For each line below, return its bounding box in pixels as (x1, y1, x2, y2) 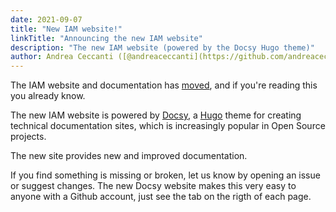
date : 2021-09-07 (10, 14, 83, 25)
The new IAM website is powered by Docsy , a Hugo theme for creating (10, 109, 302, 121)
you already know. (10, 90, 86, 102)
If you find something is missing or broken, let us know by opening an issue (10, 169, 321, 181)
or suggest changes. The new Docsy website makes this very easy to (10, 180, 297, 192)
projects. (10, 131, 47, 143)
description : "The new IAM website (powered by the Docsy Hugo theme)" (10, 42, 315, 53)
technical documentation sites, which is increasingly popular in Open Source (10, 120, 326, 132)
